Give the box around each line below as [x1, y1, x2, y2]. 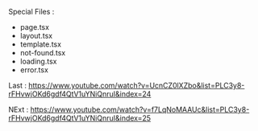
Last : [8, 80, 27, 90]
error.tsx [19, 65, 48, 75]
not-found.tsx [19, 48, 66, 57]
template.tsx [19, 39, 62, 49]
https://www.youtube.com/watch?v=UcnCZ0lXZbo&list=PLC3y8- [27, 80, 245, 90]
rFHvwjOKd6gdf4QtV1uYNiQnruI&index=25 [8, 113, 152, 123]
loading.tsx [19, 56, 57, 66]
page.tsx [19, 23, 50, 31]
